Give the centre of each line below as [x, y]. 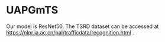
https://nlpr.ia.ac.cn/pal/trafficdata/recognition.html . [70, 32]
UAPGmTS [32, 10]
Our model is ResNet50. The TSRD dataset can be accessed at [82, 26]
